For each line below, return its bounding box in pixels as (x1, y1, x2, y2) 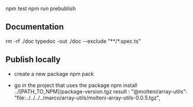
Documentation (5, 22, 64, 32)
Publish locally (5, 55, 61, 65)
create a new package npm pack (14, 70, 94, 77)
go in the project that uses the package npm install (14, 82, 138, 89)
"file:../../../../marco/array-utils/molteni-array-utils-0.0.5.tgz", (14, 94, 161, 101)
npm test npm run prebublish (5, 5, 76, 12)
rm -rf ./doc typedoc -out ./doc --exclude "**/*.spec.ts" (5, 38, 141, 45)
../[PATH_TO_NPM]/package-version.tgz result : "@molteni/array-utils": (14, 88, 188, 95)
